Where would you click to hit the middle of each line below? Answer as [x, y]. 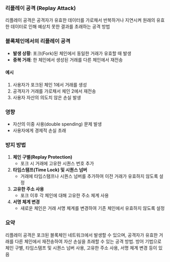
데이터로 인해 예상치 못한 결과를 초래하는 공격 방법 [60, 27]
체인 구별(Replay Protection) [42, 157]
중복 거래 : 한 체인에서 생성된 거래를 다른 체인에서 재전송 [68, 59]
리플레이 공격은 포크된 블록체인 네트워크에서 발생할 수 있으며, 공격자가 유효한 [82, 235]
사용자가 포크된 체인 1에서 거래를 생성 [50, 84]
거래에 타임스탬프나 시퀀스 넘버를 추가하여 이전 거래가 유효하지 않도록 [89, 176]
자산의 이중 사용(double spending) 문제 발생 [57, 124]
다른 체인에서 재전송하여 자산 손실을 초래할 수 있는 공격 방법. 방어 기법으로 [88, 241]
